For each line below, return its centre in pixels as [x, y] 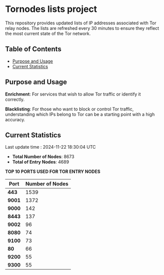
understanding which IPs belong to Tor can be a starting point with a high [80, 114]
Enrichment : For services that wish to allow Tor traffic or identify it [73, 94]
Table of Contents [33, 49]
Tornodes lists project [51, 9]
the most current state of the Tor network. [48, 33]
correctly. [15, 99]
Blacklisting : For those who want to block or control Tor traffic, [69, 109]
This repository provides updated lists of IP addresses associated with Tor [81, 23]
